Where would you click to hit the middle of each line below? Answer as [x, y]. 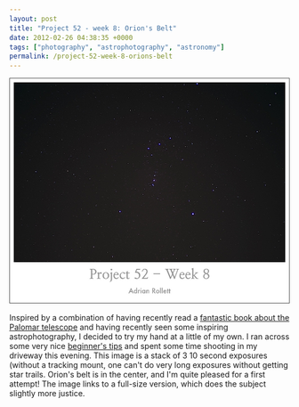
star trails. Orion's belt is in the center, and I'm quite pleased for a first [137, 375]
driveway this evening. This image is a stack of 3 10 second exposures [138, 355]
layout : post [33, 19]
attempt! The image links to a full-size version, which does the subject [138, 384]
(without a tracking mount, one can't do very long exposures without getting [149, 365]
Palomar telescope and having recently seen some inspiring [119, 327]
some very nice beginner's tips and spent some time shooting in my [133, 346]
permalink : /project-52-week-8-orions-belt [91, 57]
